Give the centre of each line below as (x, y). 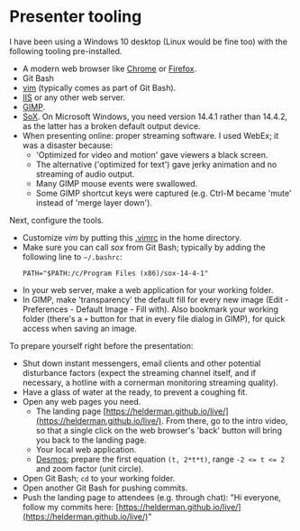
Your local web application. (86, 449)
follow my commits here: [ (70, 507)
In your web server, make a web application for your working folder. (148, 289)
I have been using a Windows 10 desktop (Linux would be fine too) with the (149, 41)
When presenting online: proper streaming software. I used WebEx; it (150, 135)
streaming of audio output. (85, 174)
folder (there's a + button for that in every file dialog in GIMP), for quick (154, 318)
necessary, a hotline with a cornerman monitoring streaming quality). (150, 382)
